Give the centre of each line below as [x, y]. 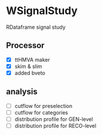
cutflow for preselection [43, 106]
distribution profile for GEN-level [54, 119]
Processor [25, 45]
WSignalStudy [42, 11]
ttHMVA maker [32, 59]
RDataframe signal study [36, 27]
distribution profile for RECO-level [55, 126]
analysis [22, 92]
